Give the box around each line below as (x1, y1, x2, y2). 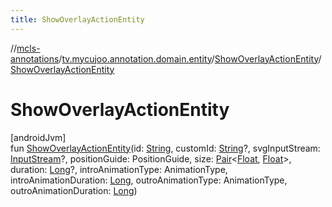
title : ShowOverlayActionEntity (10, 14, 145, 25)
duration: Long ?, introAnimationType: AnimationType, (10, 163, 228, 175)
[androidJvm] (10, 131, 67, 143)
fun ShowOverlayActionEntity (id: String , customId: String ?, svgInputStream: (10, 142, 321, 154)
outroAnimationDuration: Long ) (10, 184, 138, 196)
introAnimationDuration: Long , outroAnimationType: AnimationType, (10, 174, 288, 186)
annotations (10, 52, 60, 65)
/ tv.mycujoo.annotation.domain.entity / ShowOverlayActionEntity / (58, 52, 322, 65)
